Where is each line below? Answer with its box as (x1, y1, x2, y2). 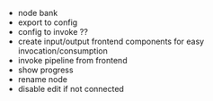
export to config (17, 17, 78, 28)
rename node (17, 74, 67, 84)
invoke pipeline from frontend (17, 55, 128, 65)
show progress (17, 64, 74, 75)
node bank (17, 8, 58, 18)
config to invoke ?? (17, 27, 88, 37)
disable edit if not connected (17, 84, 124, 94)
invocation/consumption (17, 46, 108, 56)
